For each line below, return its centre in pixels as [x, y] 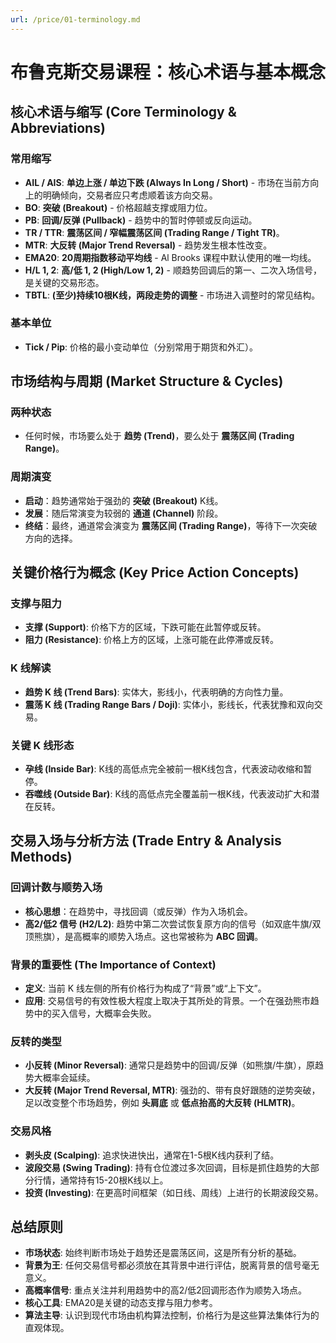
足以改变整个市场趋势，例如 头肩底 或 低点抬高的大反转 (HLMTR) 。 [162, 1103]
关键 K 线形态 [42, 745]
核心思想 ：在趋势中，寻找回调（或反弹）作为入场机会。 [138, 911]
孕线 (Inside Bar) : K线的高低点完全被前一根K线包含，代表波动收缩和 [164, 769]
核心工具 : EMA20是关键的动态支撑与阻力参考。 [121, 1303]
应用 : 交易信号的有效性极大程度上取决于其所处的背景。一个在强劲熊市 [167, 1001]
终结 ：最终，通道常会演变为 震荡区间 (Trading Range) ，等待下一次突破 [171, 525]
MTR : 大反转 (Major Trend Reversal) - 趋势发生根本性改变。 [148, 245]
